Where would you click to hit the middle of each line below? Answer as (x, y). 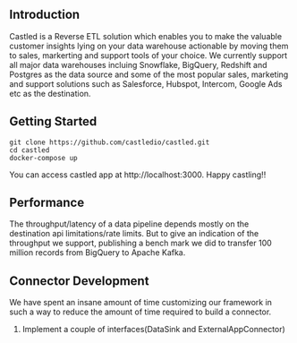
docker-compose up (43, 158)
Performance (47, 203)
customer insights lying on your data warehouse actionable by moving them (149, 46)
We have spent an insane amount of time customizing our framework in (141, 303)
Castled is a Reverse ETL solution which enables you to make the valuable (146, 36)
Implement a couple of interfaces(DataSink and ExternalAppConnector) (154, 330)
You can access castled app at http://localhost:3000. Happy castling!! (138, 175)
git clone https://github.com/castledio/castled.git (110, 142)
